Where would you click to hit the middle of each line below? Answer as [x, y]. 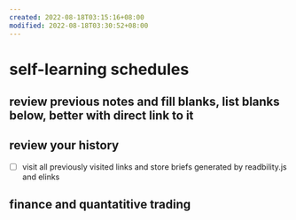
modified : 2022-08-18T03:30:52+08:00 [79, 26]
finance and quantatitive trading [100, 205]
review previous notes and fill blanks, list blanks [145, 102]
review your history [64, 145]
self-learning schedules [99, 69]
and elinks [41, 177]
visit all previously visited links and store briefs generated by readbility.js [154, 167]
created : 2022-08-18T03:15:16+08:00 [77, 17]
